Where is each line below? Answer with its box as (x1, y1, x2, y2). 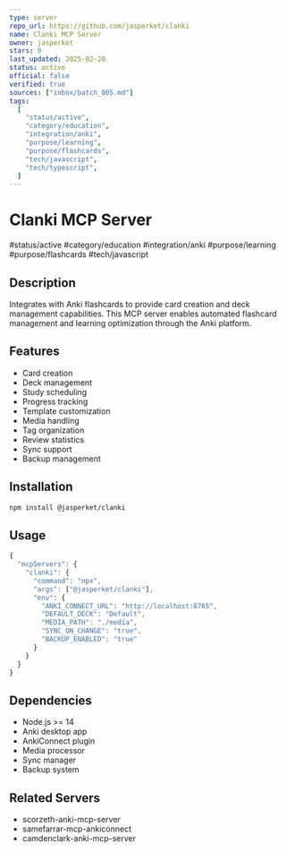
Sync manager (21, 754, 77, 766)
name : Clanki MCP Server (9, 30, 102, 39)
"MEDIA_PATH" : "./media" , (41, 618, 139, 627)
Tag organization (21, 425, 85, 435)
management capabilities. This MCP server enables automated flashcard (9, 308, 277, 319)
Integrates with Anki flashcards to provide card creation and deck (9, 299, 250, 309)
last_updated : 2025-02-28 (9, 55, 105, 64)
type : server (9, 13, 58, 22)
